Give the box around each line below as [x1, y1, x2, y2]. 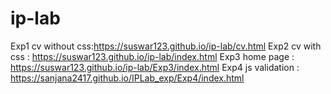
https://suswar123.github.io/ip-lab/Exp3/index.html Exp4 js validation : [10, 61, 300, 73]
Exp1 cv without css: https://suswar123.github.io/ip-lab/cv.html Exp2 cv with [10, 40, 322, 52]
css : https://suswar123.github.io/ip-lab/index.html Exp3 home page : [10, 50, 295, 62]
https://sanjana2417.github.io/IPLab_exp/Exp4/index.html [10, 72, 245, 84]
